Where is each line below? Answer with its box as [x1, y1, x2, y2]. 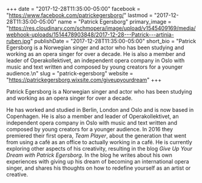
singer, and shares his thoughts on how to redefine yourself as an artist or [6, 164, 191, 171]
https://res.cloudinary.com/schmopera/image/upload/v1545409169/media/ [8, 24, 196, 32]
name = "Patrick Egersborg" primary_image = [58, 18, 172, 25]
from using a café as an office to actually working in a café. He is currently [6, 139, 192, 145]
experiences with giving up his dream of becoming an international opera [6, 158, 189, 165]
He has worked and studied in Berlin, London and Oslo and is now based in [6, 106, 194, 113]
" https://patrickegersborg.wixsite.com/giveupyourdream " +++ [6, 76, 162, 83]
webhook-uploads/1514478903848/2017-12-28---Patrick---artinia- [6, 31, 174, 38]
